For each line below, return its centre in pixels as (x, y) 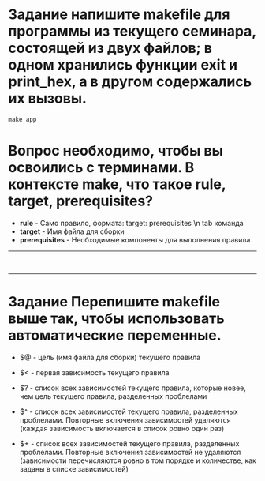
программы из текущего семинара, (132, 31)
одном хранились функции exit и (123, 65)
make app (22, 119)
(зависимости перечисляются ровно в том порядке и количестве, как (138, 460)
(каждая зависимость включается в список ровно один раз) (122, 428)
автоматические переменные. (115, 335)
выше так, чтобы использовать (116, 319)
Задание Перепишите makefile (114, 302)
